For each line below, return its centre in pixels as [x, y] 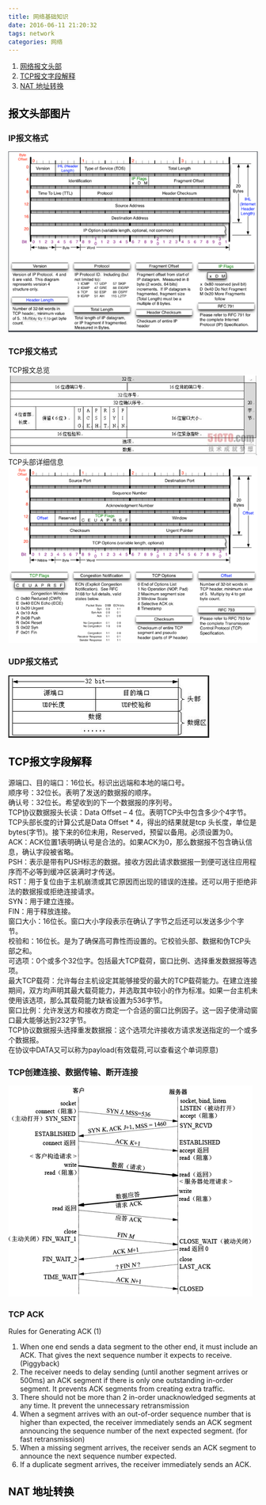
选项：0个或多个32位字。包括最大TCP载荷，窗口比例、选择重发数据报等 [132, 960]
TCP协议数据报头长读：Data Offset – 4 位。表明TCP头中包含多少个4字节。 [129, 812]
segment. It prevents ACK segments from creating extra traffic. [122, 1389]
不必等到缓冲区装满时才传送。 [70, 872]
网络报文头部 [40, 67]
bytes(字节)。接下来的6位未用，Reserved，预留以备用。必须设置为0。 [123, 832]
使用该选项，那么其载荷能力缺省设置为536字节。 [87, 1000]
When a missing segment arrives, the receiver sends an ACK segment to [138, 1448]
